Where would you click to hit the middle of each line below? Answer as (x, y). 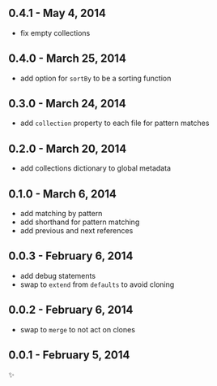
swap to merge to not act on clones (78, 329)
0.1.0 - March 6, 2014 (63, 194)
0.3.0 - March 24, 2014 (68, 104)
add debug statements (57, 275)
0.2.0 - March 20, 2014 (68, 148)
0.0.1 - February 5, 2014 (69, 356)
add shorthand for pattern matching (80, 222)
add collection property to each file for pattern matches (115, 123)
